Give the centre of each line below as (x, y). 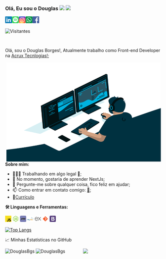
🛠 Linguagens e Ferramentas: (37, 207)
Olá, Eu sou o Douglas (32, 8)
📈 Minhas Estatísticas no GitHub (39, 240)
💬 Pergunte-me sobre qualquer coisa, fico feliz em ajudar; (71, 184)
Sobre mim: (17, 164)
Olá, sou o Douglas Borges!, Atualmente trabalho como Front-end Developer (83, 51)
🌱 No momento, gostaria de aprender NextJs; (59, 179)
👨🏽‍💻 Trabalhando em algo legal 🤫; (47, 174)
